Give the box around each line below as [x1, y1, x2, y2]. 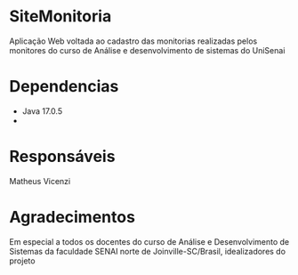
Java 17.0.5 [21, 105, 63, 117]
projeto [9, 255, 36, 266]
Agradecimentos [9, 207, 136, 227]
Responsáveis [9, 147, 116, 166]
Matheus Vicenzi [9, 175, 71, 186]
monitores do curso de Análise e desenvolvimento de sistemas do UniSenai [9, 44, 286, 55]
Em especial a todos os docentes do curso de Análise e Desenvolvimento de [9, 236, 290, 247]
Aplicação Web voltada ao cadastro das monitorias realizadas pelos [9, 36, 258, 46]
